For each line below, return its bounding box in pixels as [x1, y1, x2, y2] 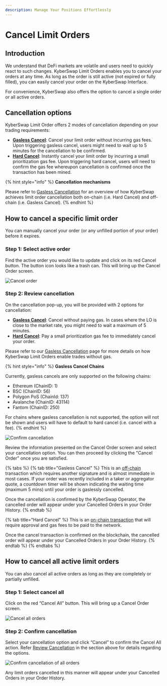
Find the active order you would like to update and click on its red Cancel [5, 257, 156, 263]
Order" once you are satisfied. [5, 455, 68, 461]
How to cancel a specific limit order [5, 214, 118, 223]
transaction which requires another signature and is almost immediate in [5, 470, 155, 476]
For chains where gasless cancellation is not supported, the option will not [5, 414, 159, 420]
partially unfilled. [5, 576, 40, 582]
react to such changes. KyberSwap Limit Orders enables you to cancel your [5, 68, 162, 74]
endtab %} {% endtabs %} [5, 543, 60, 549]
